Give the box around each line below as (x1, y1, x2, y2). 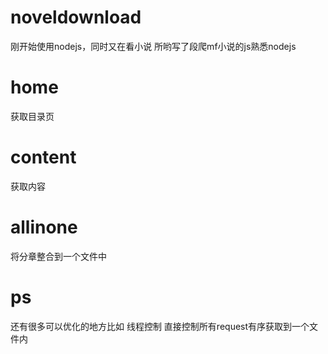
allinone (10, 216, 78, 238)
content (10, 146, 77, 169)
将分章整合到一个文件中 (10, 250, 107, 262)
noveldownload (10, 6, 142, 29)
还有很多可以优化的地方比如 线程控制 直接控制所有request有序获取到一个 (10, 320, 310, 332)
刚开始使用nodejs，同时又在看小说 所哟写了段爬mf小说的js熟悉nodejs (10, 40, 297, 52)
